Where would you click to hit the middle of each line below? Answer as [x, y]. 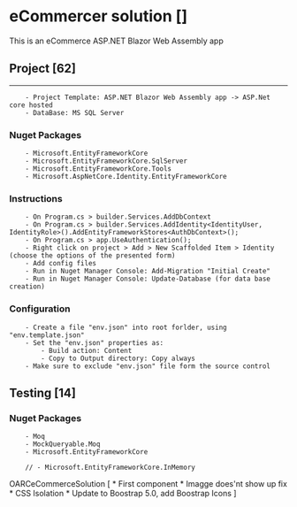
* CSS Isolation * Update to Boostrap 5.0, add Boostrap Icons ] [123, 494]
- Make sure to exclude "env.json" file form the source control [148, 366]
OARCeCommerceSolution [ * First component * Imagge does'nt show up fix [148, 484]
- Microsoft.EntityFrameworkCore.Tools [99, 169]
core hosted [31, 105]
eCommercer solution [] [99, 16]
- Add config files [61, 264]
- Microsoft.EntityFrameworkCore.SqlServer [107, 161]
